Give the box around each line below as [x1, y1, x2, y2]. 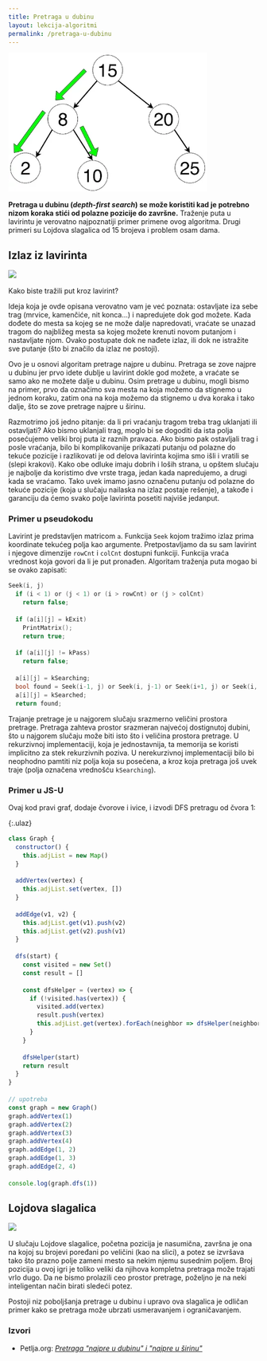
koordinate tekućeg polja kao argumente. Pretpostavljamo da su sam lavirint [8, 540, 257, 549]
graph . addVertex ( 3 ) [8, 1129, 73, 1137]
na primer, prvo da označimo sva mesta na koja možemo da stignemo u [8, 385, 242, 395]
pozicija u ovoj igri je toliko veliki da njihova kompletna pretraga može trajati [8, 1265, 256, 1274]
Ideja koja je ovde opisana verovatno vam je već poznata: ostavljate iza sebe [8, 301, 258, 311]
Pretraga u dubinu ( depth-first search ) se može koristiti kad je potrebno [8, 200, 250, 210]
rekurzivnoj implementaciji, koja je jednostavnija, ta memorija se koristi [8, 739, 239, 749]
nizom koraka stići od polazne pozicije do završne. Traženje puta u [8, 208, 232, 218]
